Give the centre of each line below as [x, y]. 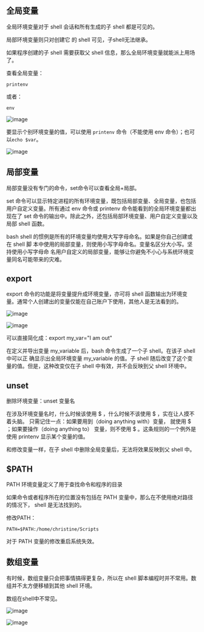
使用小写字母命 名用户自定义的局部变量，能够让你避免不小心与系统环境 [100, 251]
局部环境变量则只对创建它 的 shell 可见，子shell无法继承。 [79, 39]
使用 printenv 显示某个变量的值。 [48, 437]
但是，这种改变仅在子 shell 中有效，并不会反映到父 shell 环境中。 [108, 366]
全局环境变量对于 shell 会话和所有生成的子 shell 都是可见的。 [82, 27]
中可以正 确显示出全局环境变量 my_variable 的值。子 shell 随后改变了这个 [97, 358]
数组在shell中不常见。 [33, 598]
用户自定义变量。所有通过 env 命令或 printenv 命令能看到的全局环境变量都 [99, 208]
